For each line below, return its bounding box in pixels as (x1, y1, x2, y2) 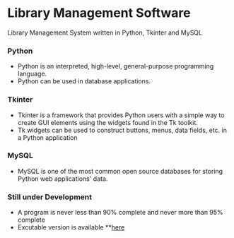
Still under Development (7, 192, 92, 202)
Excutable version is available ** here (17, 223, 125, 232)
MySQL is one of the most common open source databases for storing (17, 167, 223, 175)
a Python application (17, 133, 78, 142)
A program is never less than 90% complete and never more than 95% (17, 208, 224, 217)
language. (17, 69, 47, 78)
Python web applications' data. (17, 174, 108, 183)
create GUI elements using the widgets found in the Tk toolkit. (17, 118, 198, 126)
